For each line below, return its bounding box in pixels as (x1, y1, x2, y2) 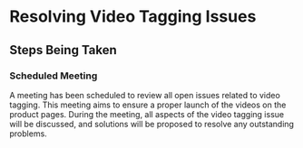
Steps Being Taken (9, 42, 118, 58)
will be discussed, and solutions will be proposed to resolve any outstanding (9, 118, 295, 129)
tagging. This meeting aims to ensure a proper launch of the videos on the (9, 99, 287, 110)
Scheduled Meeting (9, 69, 98, 82)
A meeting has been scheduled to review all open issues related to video (9, 89, 281, 100)
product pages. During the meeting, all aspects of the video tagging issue (9, 108, 284, 119)
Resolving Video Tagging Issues (9, 6, 257, 27)
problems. (9, 128, 47, 139)
